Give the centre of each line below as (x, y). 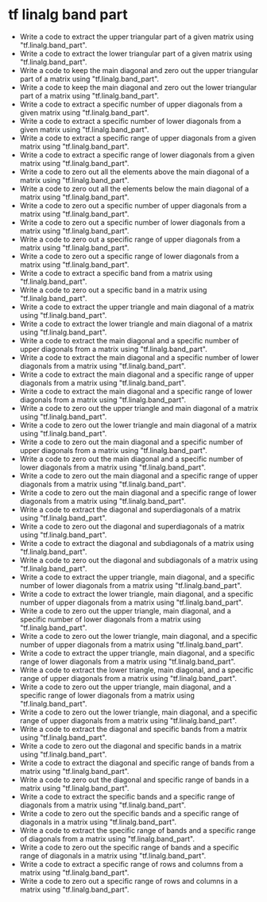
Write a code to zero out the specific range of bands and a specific (130, 847)
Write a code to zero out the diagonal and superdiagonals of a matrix (132, 526)
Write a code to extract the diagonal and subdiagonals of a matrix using (137, 543)
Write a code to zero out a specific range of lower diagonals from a (130, 256)
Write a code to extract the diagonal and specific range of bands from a (137, 763)
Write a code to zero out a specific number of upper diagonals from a (133, 205)
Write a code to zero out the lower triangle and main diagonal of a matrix (138, 425)
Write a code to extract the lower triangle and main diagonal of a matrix (136, 323)
